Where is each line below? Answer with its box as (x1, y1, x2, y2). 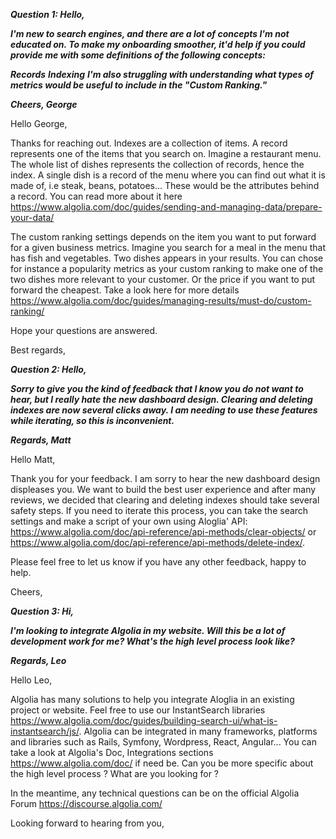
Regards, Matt (10, 434, 72, 446)
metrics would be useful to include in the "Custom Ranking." (10, 79, 268, 91)
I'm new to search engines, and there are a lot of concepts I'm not (10, 28, 290, 39)
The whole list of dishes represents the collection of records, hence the (10, 159, 305, 170)
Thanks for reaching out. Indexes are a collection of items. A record (10, 137, 288, 149)
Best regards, (10, 344, 66, 356)
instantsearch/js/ (10, 725, 80, 737)
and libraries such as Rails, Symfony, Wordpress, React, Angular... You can (10, 736, 317, 748)
